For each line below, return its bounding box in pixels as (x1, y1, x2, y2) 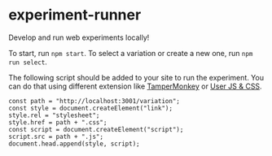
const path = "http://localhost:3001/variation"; (8, 97, 181, 105)
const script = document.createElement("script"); (8, 125, 184, 133)
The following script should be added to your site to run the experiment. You (8, 72, 265, 82)
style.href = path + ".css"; (8, 118, 107, 127)
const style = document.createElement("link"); (8, 104, 173, 112)
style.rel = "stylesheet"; (8, 111, 100, 119)
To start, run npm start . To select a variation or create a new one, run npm (8, 48, 253, 58)
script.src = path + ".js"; (8, 132, 104, 141)
